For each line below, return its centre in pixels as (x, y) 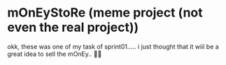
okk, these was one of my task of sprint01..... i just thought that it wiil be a (113, 46)
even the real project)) (73, 27)
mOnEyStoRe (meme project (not (105, 13)
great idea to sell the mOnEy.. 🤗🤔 (55, 54)
